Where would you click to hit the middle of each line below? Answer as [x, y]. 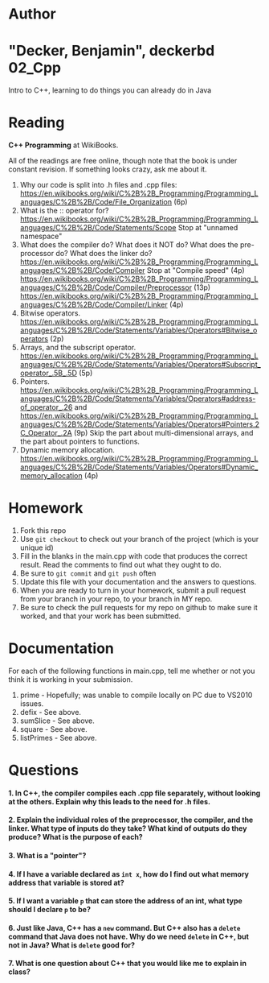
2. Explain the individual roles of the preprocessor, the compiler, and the [131, 820]
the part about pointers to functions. [80, 442]
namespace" [41, 236]
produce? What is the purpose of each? [75, 837]
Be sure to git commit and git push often [88, 573]
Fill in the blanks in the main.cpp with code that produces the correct [134, 556]
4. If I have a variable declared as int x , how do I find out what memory [129, 874]
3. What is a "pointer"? [47, 855]
